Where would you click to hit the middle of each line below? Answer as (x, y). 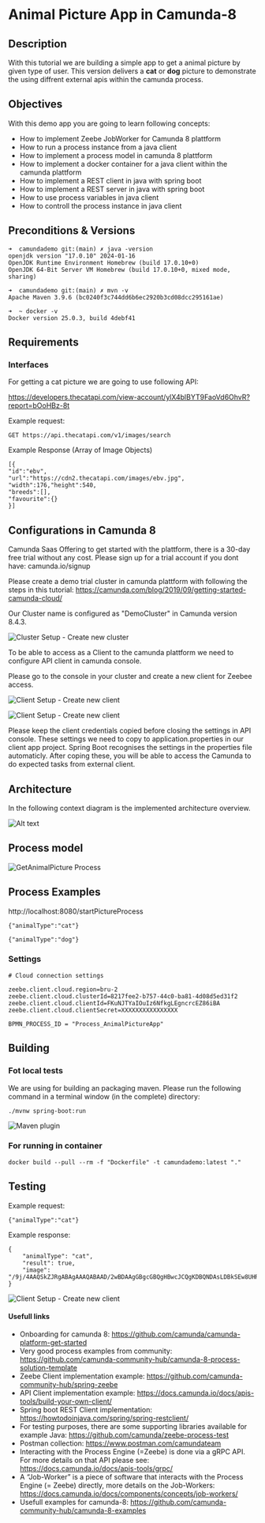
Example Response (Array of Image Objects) (80, 450)
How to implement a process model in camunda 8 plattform (116, 155)
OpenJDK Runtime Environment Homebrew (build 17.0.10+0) (104, 262)
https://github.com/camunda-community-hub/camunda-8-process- (130, 1359)
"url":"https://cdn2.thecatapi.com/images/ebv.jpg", (97, 479)
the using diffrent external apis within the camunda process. (106, 79)
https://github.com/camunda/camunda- (176, 1334)
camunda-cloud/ (35, 598)
